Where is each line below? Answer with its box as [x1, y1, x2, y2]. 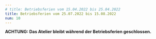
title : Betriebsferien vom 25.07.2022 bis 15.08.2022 [5, 11, 117, 16]
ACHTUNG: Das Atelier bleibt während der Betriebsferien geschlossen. [5, 29, 152, 35]
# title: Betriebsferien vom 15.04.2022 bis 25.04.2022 [5, 7, 121, 12]
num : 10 [5, 16, 21, 20]
